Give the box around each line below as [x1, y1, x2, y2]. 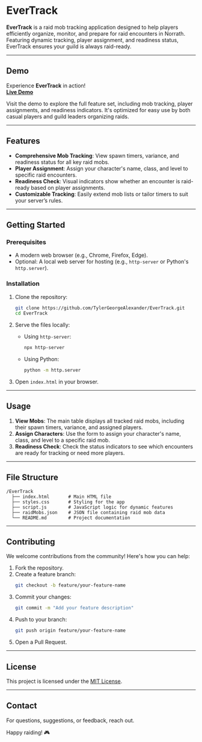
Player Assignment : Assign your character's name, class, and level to [14, 165, 188, 172]
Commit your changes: [14, 593, 72, 600]
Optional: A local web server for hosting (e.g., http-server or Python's [14, 258, 189, 265]
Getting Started [6, 219, 66, 230]
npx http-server [23, 345, 65, 351]
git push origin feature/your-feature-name [14, 627, 126, 634]
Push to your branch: [14, 616, 67, 623]
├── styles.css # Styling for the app [11, 498, 125, 505]
